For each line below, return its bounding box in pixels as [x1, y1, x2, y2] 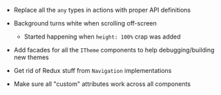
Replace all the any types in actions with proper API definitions [13, 6, 191, 14]
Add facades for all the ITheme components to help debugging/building [13, 46, 215, 54]
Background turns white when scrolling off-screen [13, 19, 157, 27]
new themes [13, 53, 50, 61]
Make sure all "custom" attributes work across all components [13, 80, 191, 88]
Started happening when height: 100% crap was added [23, 32, 181, 41]
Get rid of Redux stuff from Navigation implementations [13, 67, 172, 74]
